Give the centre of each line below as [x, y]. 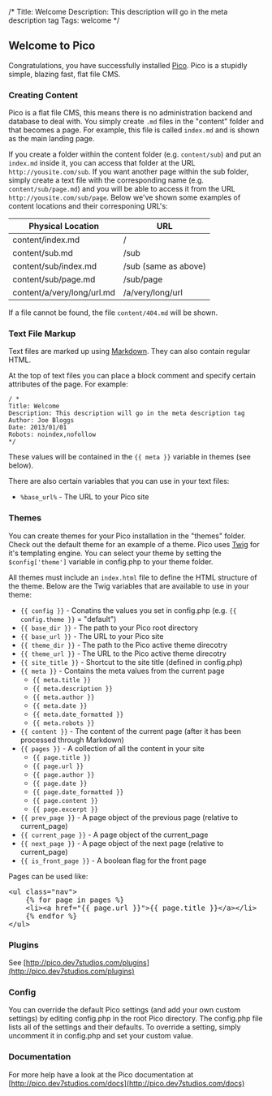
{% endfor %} [51, 916]
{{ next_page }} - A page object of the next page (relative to [122, 843]
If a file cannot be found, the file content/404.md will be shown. [113, 313]
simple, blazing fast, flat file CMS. [65, 74]
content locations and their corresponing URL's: [88, 206]
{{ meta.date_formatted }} [78, 714]
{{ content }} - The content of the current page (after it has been [131, 731]
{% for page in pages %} [75, 900]
